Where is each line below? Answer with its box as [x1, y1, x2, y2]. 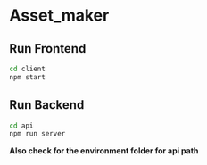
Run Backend [9, 97, 85, 112]
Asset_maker [9, 5, 110, 26]
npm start [9, 72, 46, 81]
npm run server [9, 129, 66, 138]
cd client [9, 64, 46, 73]
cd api [9, 121, 34, 130]
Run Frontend [9, 41, 87, 56]
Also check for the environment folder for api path [9, 145, 199, 156]
